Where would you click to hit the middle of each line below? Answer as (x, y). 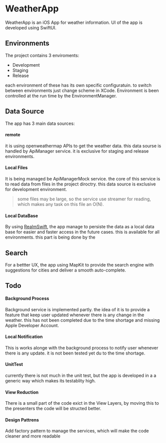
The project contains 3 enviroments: (42, 55)
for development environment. (36, 189)
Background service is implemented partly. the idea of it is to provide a (78, 309)
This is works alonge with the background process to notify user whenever (82, 348)
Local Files (17, 168)
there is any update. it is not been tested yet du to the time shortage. (75, 353)
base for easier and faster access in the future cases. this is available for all (83, 232)
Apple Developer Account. (32, 325)
